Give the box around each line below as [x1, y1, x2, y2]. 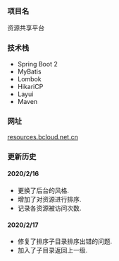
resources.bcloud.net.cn [7, 132, 79, 141]
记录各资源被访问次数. [17, 204, 82, 213]
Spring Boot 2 [17, 59, 58, 68]
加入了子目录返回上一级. [17, 246, 88, 255]
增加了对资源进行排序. [17, 195, 82, 204]
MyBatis [17, 67, 42, 76]
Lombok [17, 74, 42, 83]
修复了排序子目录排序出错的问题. [17, 237, 113, 245]
